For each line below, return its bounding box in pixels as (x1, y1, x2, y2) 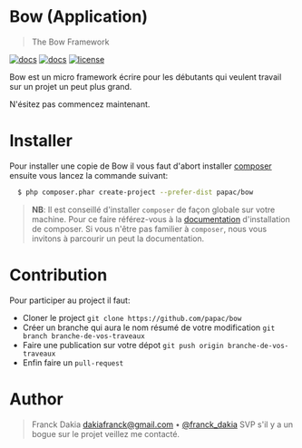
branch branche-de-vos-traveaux (22, 331, 145, 341)
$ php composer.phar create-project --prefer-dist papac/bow (17, 188, 254, 197)
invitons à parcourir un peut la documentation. (31, 233, 205, 244)
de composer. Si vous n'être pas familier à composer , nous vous (31, 223, 268, 234)
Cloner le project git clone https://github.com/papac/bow (22, 312, 242, 323)
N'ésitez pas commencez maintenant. (9, 98, 151, 110)
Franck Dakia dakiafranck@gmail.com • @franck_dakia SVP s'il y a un (31, 419, 294, 430)
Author (9, 388, 63, 409)
